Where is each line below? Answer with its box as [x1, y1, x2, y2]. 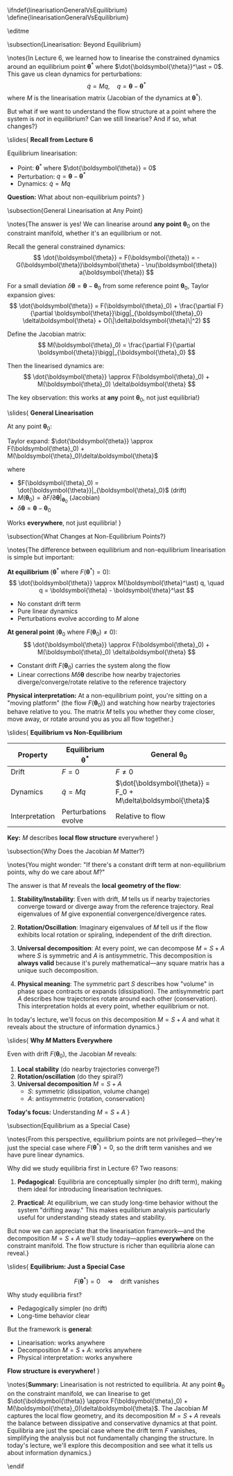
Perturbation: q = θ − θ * [17, 170, 86, 180]
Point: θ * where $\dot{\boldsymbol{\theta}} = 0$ [17, 162, 157, 172]
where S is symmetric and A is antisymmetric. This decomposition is [17, 951, 213, 960]
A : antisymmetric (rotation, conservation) [27, 1094, 146, 1102]
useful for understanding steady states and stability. [17, 1214, 166, 1222]
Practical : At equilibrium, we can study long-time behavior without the [17, 1198, 218, 1207]
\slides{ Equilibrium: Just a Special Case [7, 1262, 126, 1271]
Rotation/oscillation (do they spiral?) [17, 1072, 123, 1081]
